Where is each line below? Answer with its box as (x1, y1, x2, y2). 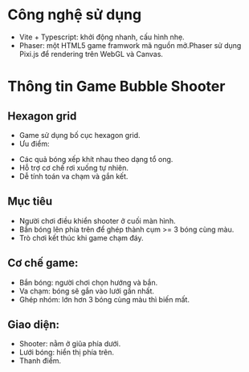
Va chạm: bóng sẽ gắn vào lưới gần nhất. (18, 286, 154, 296)
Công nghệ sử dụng (7, 6, 142, 24)
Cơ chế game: (7, 257, 79, 270)
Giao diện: (7, 317, 60, 331)
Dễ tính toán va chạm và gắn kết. (18, 171, 129, 181)
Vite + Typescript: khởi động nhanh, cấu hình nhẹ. (18, 32, 186, 42)
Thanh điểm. (18, 356, 62, 366)
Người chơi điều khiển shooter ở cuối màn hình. (18, 216, 176, 225)
